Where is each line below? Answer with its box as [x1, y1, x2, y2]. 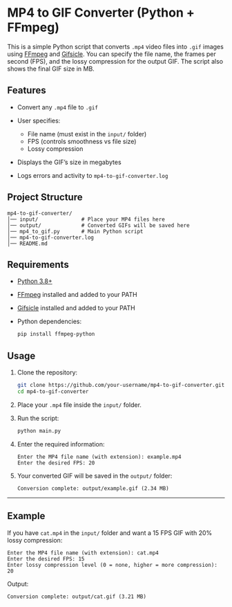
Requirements [7, 258, 69, 271]
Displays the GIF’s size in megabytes [17, 158, 122, 166]
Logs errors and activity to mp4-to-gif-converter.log [17, 171, 168, 179]
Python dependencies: [17, 317, 81, 326]
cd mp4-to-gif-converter [17, 388, 89, 395]
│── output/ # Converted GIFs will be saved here [7, 221, 190, 229]
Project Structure [7, 192, 83, 203]
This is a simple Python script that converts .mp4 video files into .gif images [7, 42, 224, 51]
